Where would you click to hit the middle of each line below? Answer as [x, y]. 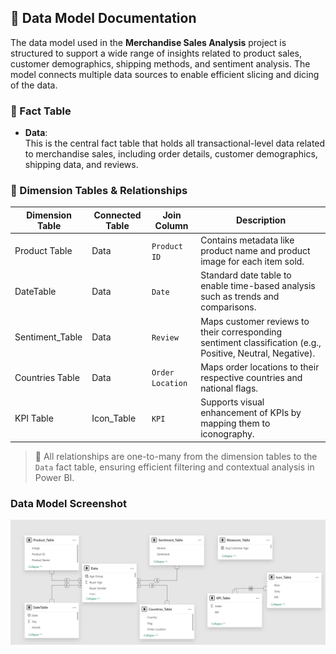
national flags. [229, 388]
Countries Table [47, 377]
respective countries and [251, 377]
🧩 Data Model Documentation [103, 18]
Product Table [43, 251]
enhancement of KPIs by [251, 413]
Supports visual [232, 402]
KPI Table [34, 418]
